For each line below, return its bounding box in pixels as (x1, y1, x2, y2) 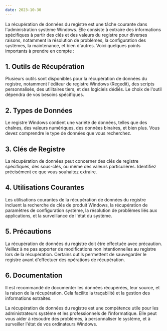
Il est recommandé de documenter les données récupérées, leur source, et (5, 284, 160, 290)
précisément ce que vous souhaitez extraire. (5, 169, 97, 175)
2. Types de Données (5, 106, 73, 115)
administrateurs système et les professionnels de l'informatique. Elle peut (5, 310, 157, 316)
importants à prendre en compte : (5, 48, 75, 54)
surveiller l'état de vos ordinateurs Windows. (5, 321, 98, 327)
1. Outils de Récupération (5, 62, 85, 71)
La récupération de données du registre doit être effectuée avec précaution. (5, 241, 162, 247)
